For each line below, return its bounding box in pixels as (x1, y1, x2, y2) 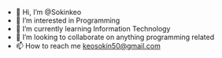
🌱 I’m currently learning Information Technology (15, 24, 171, 33)
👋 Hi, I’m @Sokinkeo (15, 8, 82, 16)
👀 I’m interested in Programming (15, 16, 120, 25)
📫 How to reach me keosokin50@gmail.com (15, 42, 161, 50)
